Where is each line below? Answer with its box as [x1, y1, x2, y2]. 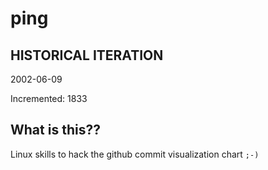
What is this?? [10, 122, 101, 139]
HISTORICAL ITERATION [10, 47, 164, 64]
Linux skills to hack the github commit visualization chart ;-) [10, 148, 260, 160]
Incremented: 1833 [10, 93, 88, 104]
